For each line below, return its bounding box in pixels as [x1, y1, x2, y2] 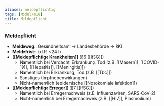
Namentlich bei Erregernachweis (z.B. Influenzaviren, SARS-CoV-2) [19, 90, 156, 96]
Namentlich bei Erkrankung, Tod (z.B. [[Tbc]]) [19, 69, 112, 75]
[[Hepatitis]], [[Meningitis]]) [29, 64, 85, 70]
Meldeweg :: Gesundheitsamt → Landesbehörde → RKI [12, 43, 122, 49]
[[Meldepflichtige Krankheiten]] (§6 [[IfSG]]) [12, 54, 104, 60]
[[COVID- [140, 59, 160, 65]
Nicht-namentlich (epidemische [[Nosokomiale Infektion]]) [19, 80, 137, 85]
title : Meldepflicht [5, 16, 47, 21]
